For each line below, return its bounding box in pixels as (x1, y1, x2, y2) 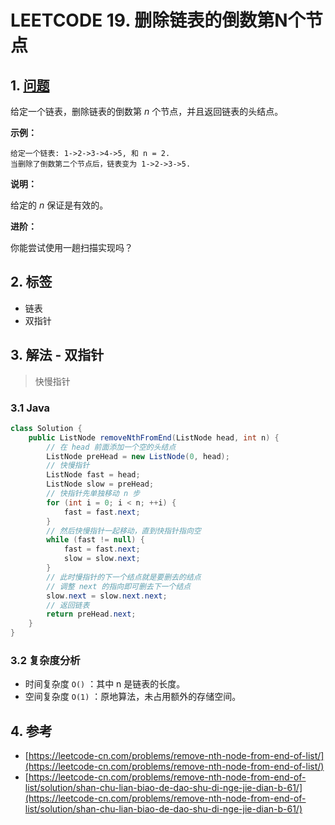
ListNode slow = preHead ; (46, 479, 155, 490)
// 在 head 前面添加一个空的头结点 (46, 442, 177, 452)
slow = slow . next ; (63, 554, 141, 564)
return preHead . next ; (46, 609, 137, 620)
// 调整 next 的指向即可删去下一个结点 (46, 581, 192, 591)
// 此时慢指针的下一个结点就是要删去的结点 (46, 572, 202, 582)
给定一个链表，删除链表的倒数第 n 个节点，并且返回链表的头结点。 (10, 106, 284, 117)
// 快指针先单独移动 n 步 (46, 489, 141, 499)
